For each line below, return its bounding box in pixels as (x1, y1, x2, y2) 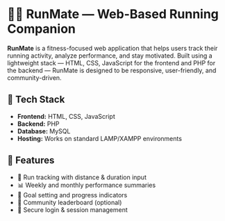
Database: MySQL (17, 126, 71, 135)
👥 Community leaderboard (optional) (17, 198, 122, 206)
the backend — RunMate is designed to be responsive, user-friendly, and (7, 66, 217, 74)
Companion (7, 21, 76, 37)
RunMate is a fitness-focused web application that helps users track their (7, 44, 218, 52)
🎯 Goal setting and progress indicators (17, 190, 128, 199)
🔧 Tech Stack (7, 94, 65, 106)
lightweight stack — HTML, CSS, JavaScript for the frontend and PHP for (7, 58, 216, 67)
